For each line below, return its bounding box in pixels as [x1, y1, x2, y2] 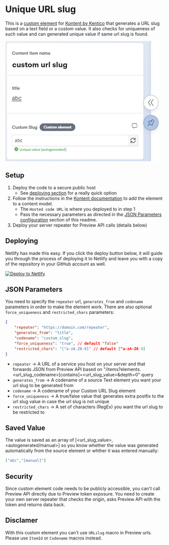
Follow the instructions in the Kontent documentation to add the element [12, 195, 163, 201]
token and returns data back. [5, 502, 66, 508]
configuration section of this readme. [20, 216, 97, 223]
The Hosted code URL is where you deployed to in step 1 [20, 206, 135, 212]
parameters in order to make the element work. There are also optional [5, 304, 152, 310]
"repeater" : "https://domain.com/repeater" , [14, 325, 109, 330]
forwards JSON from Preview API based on [12, 366, 102, 372]
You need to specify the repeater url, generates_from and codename [5, 299, 143, 305]
